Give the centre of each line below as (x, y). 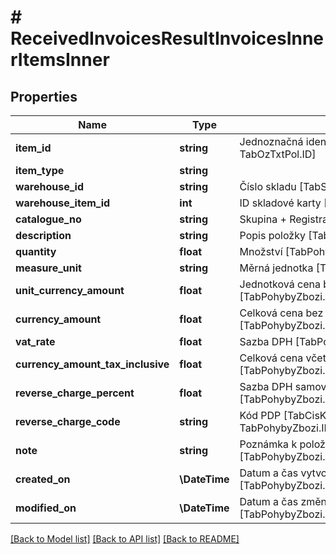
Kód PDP (260, 415)
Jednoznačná (271, 141)
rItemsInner (60, 60)
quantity (36, 251)
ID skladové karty (280, 203)
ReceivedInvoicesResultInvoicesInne (167, 38)
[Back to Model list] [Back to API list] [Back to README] (125, 539)
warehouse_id (50, 186)
